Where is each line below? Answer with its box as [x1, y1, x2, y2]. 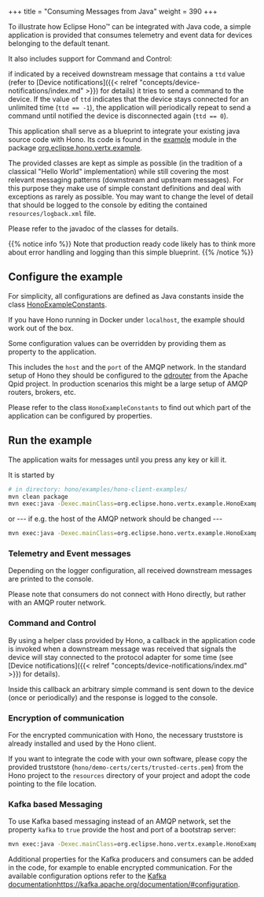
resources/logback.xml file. [8, 209, 97, 218]
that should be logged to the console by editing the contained [8, 200, 207, 210]
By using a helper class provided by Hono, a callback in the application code [8, 635, 255, 645]
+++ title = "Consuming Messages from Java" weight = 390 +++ [8, 7, 218, 16]
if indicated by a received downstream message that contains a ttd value [8, 69, 245, 78]
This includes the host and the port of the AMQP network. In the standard [8, 362, 247, 371]
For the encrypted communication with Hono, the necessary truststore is [8, 731, 244, 740]
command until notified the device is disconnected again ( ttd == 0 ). [8, 111, 229, 121]
